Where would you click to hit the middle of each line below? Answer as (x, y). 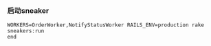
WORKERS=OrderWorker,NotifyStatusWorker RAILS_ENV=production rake (106, 25)
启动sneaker (28, 10)
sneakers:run (26, 31)
